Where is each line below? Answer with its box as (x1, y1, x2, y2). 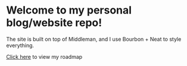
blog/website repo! (6, 16, 102, 29)
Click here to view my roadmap (6, 53, 83, 60)
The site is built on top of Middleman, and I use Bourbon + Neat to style (6, 35, 182, 42)
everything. (6, 42, 35, 49)
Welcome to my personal (6, 4, 132, 17)
